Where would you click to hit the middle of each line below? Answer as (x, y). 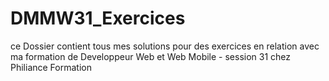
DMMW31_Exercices (98, 18)
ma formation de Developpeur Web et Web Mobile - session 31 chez (151, 56)
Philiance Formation (51, 67)
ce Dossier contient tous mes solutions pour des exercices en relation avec (165, 46)
